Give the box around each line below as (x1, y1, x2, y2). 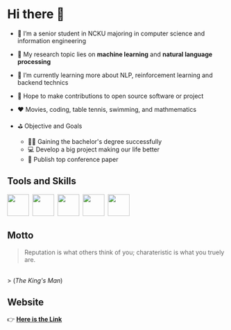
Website (7, 296, 44, 308)
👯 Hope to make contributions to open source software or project (17, 92, 204, 100)
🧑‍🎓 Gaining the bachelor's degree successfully (27, 137, 162, 145)
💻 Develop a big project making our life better (27, 145, 160, 154)
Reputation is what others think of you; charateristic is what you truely (24, 248, 225, 256)
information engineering (17, 36, 87, 44)
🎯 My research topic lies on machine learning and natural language (17, 50, 213, 58)
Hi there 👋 (7, 6, 65, 22)
